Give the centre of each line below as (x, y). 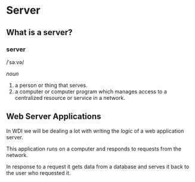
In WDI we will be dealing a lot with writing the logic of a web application (95, 131)
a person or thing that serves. (51, 85)
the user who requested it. (38, 172)
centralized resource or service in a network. (70, 98)
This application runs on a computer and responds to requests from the (94, 149)
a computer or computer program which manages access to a (91, 91)
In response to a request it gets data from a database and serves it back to (98, 167)
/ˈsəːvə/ (15, 62)
